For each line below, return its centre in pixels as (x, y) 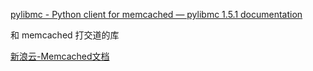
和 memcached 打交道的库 (65, 35)
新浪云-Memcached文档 (60, 56)
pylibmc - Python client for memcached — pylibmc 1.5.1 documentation (156, 14)
